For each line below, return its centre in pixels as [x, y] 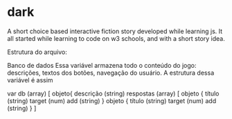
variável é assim [30, 80]
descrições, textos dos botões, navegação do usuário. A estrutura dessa [111, 73]
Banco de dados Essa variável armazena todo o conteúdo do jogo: [102, 65]
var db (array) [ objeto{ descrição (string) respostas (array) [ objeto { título [113, 93]
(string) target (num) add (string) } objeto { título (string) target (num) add [112, 100]
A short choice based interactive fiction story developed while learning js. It [115, 31]
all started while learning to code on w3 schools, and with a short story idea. [116, 38]
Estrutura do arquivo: [37, 52]
